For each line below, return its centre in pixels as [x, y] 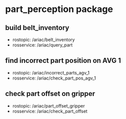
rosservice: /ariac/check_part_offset [50, 111]
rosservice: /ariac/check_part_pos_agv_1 [54, 78]
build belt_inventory [37, 28]
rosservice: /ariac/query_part [42, 45]
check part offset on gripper [50, 94]
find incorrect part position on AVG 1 [63, 61]
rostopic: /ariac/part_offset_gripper [49, 105]
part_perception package [59, 9]
